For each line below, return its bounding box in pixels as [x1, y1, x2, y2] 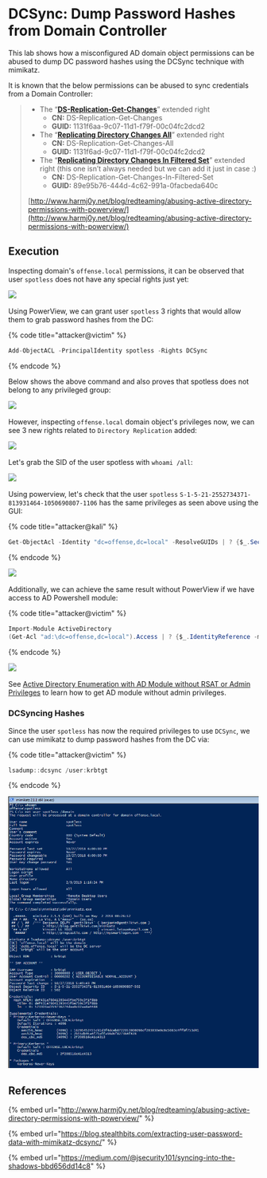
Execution [8, 245, 60, 258]
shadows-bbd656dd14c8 [8, 1161, 91, 1171]
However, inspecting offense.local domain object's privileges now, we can [8, 416, 255, 427]
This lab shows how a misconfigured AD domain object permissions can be [8, 48, 255, 57]
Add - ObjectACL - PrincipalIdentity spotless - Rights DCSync [8, 346, 208, 355]
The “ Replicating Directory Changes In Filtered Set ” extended [39, 155, 246, 164]
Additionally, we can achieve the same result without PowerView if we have [8, 584, 255, 594]
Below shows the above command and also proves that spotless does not [8, 376, 250, 386]
